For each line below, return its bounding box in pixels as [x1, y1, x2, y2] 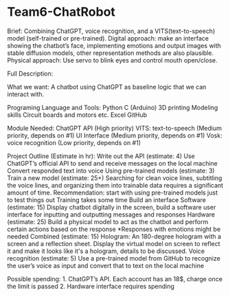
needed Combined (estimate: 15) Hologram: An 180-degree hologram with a [7, 232, 222, 241]
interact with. [7, 90, 45, 98]
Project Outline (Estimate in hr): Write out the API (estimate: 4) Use [7, 152, 196, 160]
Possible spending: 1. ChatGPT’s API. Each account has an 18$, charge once [7, 274, 223, 283]
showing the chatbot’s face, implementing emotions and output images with [7, 41, 222, 49]
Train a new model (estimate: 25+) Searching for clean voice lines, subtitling [7, 173, 222, 182]
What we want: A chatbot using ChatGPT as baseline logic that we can [7, 82, 207, 91]
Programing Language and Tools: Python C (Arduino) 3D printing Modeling [7, 103, 218, 111]
